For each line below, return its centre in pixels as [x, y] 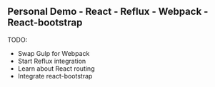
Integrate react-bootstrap [55, 76]
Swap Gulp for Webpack [54, 53]
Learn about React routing [56, 68]
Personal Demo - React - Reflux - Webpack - [108, 12]
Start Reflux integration [52, 61]
